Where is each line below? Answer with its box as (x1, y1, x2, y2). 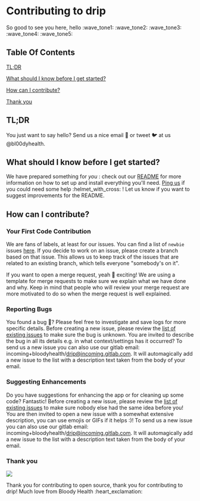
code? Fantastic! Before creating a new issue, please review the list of (6, 397, 177, 404)
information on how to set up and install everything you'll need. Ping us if (6, 179, 185, 186)
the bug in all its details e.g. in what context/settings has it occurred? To (6, 338, 183, 345)
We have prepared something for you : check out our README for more (6, 173, 182, 180)
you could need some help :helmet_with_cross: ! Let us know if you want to (6, 186, 190, 193)
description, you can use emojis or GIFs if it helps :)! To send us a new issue (6, 416, 193, 424)
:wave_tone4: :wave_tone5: (6, 30, 73, 37)
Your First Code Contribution (6, 227, 91, 235)
